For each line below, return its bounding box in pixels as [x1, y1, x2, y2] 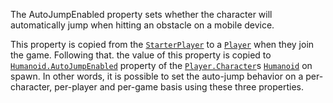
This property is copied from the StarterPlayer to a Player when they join [10, 39, 315, 50]
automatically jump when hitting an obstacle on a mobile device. [10, 19, 275, 31]
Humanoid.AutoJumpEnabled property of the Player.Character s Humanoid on [10, 60, 313, 71]
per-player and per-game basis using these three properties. [54, 81, 305, 93]
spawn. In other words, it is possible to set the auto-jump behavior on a [10, 70, 304, 82]
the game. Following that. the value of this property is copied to [10, 49, 272, 61]
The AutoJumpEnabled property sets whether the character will [10, 9, 273, 20]
